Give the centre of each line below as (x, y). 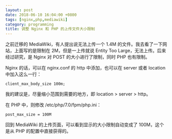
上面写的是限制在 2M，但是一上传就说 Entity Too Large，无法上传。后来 (90, 51)
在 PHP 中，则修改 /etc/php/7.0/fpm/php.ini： (53, 105)
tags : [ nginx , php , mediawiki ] (36, 19)
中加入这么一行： (23, 74)
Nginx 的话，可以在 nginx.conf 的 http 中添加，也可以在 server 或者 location (85, 68)
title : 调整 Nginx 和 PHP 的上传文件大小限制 (50, 29)
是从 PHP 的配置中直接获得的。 (38, 131)
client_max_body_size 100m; (35, 84)
